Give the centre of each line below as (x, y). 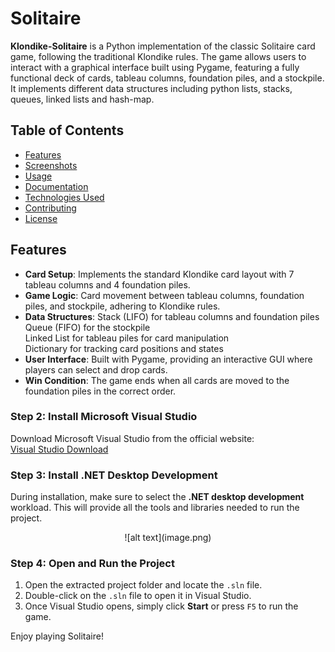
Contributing (50, 208)
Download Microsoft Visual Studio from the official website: (132, 438)
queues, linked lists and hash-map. (82, 99)
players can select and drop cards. (96, 369)
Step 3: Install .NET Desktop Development (114, 475)
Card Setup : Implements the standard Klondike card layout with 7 (159, 274)
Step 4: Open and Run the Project (92, 564)
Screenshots (51, 165)
